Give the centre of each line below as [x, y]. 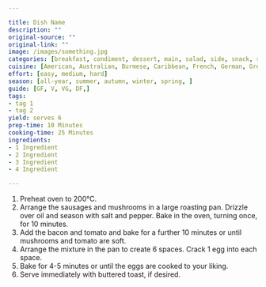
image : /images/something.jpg [58, 52]
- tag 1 [21, 104]
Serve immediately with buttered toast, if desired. [100, 274]
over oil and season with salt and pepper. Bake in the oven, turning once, [139, 216]
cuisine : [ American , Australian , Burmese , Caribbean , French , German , [127, 67]
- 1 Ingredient [33, 147]
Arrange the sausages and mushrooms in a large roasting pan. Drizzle [133, 207]
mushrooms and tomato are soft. [73, 241]
